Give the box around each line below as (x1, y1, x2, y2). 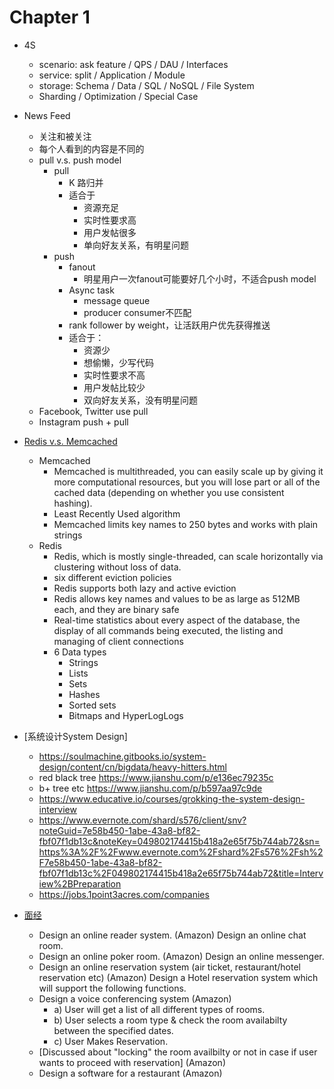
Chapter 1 (9, 6, 91, 29)
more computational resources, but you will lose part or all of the (53, 476, 321, 488)
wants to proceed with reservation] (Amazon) (38, 1056, 226, 1068)
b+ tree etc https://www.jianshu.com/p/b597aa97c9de (38, 782, 263, 794)
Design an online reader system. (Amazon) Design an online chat (38, 929, 307, 941)
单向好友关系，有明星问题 (83, 239, 189, 251)
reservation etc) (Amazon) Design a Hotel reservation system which (38, 971, 319, 983)
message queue (83, 294, 151, 306)
